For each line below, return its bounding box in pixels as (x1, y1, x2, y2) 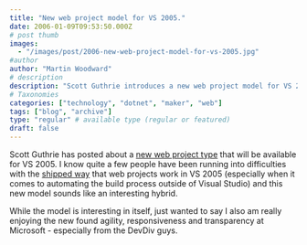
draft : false (9, 124, 59, 133)
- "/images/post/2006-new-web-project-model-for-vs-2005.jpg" (17, 48, 259, 57)
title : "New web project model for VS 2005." (9, 13, 185, 23)
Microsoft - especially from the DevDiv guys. (9, 225, 178, 236)
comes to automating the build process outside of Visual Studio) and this (9, 178, 283, 188)
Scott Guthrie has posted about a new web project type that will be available (9, 149, 297, 160)
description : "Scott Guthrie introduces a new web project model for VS (9, 81, 292, 91)
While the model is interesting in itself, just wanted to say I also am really (9, 206, 282, 216)
